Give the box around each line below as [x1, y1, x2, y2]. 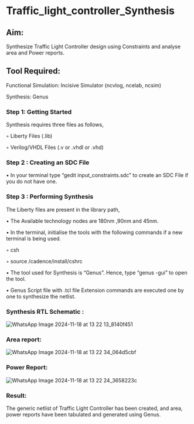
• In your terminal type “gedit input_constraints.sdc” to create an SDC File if [6, 172, 189, 179]
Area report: [6, 335, 42, 344]
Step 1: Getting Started [6, 107, 72, 116]
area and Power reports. [6, 49, 64, 56]
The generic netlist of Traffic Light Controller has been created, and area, [6, 405, 183, 412]
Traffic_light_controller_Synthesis [6, 4, 175, 18]
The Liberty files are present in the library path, [6, 206, 120, 213]
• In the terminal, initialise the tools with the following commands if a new [6, 229, 183, 236]
